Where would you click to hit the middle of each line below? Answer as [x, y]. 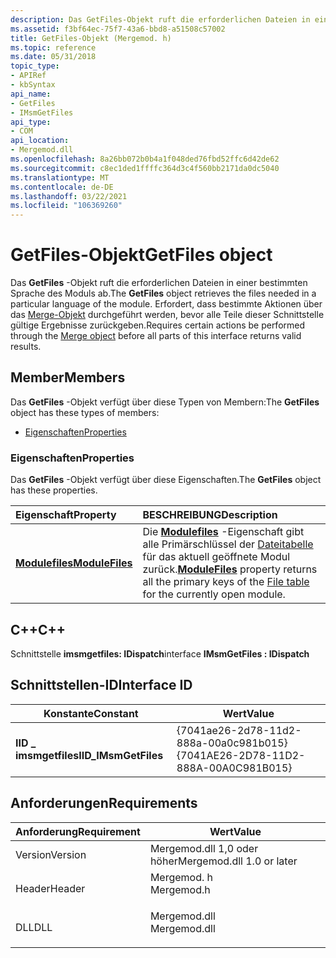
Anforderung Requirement [78, 831]
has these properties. [54, 490]
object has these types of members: [85, 412]
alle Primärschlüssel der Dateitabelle [228, 544]
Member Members [68, 377]
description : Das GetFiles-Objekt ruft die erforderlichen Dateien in [160, 19]
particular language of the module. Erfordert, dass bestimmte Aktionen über [166, 304]
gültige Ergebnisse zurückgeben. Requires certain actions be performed [158, 325]
